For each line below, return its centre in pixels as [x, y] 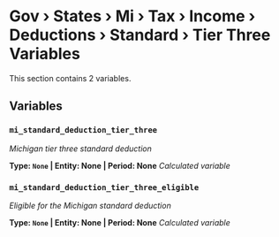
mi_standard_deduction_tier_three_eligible [104, 187]
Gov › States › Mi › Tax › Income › [132, 16]
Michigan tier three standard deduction [80, 149]
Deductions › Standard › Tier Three [140, 35]
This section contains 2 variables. [70, 78]
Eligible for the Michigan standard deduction [90, 205]
